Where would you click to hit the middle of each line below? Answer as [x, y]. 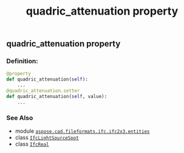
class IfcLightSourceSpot [47, 138]
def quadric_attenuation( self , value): [57, 96]
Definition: [22, 61]
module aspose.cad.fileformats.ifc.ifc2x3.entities [82, 131]
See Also [20, 118]
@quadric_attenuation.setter [43, 91]
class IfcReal [32, 144]
